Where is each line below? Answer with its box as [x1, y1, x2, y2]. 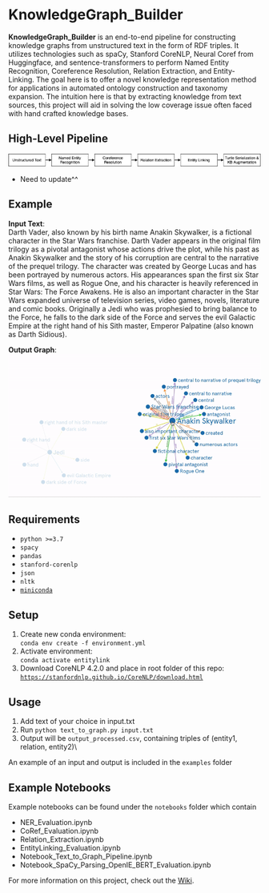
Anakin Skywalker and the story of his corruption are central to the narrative [8, 252, 259, 262]
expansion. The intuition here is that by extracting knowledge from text [8, 91, 242, 101]
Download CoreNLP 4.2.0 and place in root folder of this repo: [19, 663, 225, 674]
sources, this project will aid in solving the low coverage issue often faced [8, 100, 252, 110]
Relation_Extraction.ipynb [19, 835, 104, 844]
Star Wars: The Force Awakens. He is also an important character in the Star [8, 287, 259, 296]
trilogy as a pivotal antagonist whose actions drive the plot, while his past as [8, 244, 260, 254]
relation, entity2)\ [19, 742, 78, 752]
